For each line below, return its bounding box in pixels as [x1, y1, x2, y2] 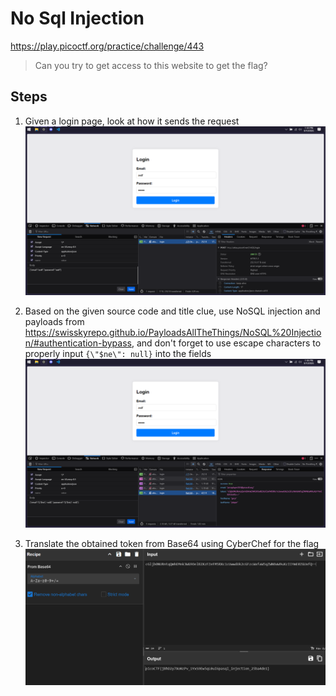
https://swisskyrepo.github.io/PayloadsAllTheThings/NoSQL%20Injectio [24, 326, 322, 338]
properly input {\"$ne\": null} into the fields [24, 347, 212, 359]
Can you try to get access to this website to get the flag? [34, 59, 268, 71]
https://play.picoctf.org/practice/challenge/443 [10, 40, 205, 52]
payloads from [24, 315, 85, 327]
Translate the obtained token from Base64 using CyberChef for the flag [24, 537, 320, 549]
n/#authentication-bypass [24, 337, 132, 349]
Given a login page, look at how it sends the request [24, 115, 240, 127]
